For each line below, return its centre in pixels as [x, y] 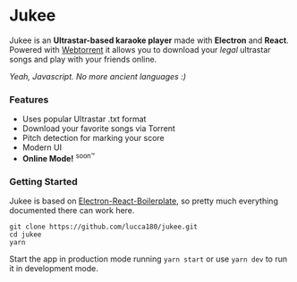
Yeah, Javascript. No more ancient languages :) [98, 76]
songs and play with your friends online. [83, 59]
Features [29, 99]
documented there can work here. [72, 211]
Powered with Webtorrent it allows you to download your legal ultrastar [140, 49]
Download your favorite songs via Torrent [99, 129]
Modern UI [42, 147]
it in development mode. [54, 269]
